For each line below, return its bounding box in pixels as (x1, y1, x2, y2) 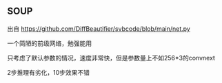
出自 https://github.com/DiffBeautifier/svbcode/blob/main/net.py (7, 24, 191, 33)
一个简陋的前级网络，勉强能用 (7, 39, 92, 47)
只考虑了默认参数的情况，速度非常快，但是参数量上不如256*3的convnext (7, 54, 216, 62)
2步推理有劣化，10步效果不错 (7, 68, 90, 76)
